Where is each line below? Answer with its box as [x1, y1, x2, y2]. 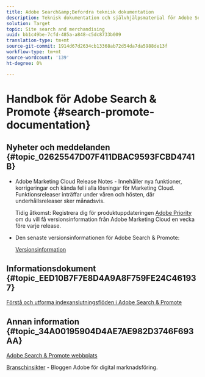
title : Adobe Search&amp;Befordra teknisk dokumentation [6, 9, 154, 15]
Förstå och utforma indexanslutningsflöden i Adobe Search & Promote [6, 299, 182, 306]
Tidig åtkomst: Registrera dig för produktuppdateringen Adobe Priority [15, 209, 192, 216]
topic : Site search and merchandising [6, 26, 105, 32]
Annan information [6, 316, 80, 327]
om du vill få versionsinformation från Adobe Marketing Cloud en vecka [15, 215, 195, 223]
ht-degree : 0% [6, 60, 43, 66]
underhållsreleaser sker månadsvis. [15, 197, 105, 204]
